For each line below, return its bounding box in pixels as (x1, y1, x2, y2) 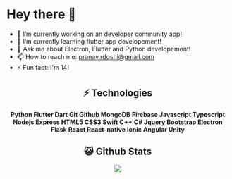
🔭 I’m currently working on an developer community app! (16, 30, 183, 38)
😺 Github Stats (83, 146, 152, 158)
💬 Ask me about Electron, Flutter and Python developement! (16, 44, 191, 53)
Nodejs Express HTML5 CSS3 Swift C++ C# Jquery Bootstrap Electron (13, 118, 223, 126)
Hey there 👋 (6, 6, 77, 23)
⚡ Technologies (83, 87, 153, 99)
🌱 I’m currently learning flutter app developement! (16, 37, 162, 45)
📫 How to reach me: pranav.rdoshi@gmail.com (16, 52, 155, 61)
